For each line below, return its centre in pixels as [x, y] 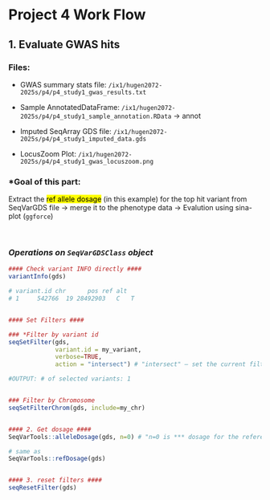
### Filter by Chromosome [51, 400]
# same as [25, 451]
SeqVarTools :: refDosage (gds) [57, 459]
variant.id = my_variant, [98, 350]
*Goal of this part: [45, 181]
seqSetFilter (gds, [39, 342]
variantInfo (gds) [37, 277]
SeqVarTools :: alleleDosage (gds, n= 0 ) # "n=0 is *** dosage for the [124, 437]
